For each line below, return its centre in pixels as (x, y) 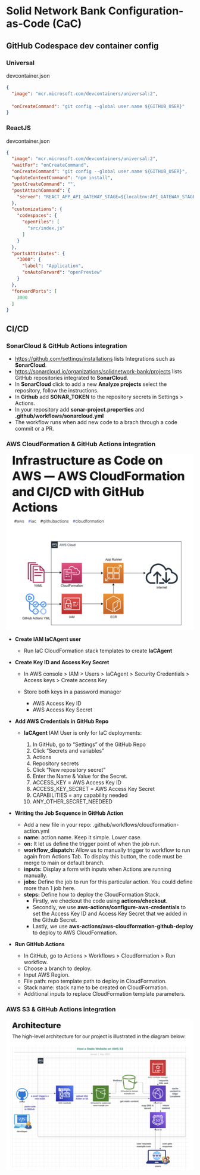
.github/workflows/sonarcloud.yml (59, 416)
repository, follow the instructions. (57, 390)
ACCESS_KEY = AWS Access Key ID (77, 783)
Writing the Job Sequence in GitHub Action (69, 813)
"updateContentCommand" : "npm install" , (62, 178)
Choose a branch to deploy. (58, 968)
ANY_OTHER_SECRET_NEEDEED (73, 802)
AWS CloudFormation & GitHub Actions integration (81, 444)
